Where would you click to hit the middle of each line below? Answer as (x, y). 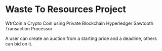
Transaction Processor (29, 28)
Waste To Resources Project (66, 9)
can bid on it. (19, 43)
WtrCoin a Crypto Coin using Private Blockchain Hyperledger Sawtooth (79, 23)
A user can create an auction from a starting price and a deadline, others (81, 38)
